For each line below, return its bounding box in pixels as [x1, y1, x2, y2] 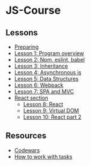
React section [14, 94, 48, 101]
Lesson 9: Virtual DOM [23, 107, 79, 114]
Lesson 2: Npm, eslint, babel [14, 56, 85, 63]
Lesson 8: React [23, 101, 63, 108]
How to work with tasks [14, 153, 72, 160]
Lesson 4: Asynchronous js [14, 69, 82, 76]
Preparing [14, 43, 40, 50]
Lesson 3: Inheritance [14, 62, 68, 70]
